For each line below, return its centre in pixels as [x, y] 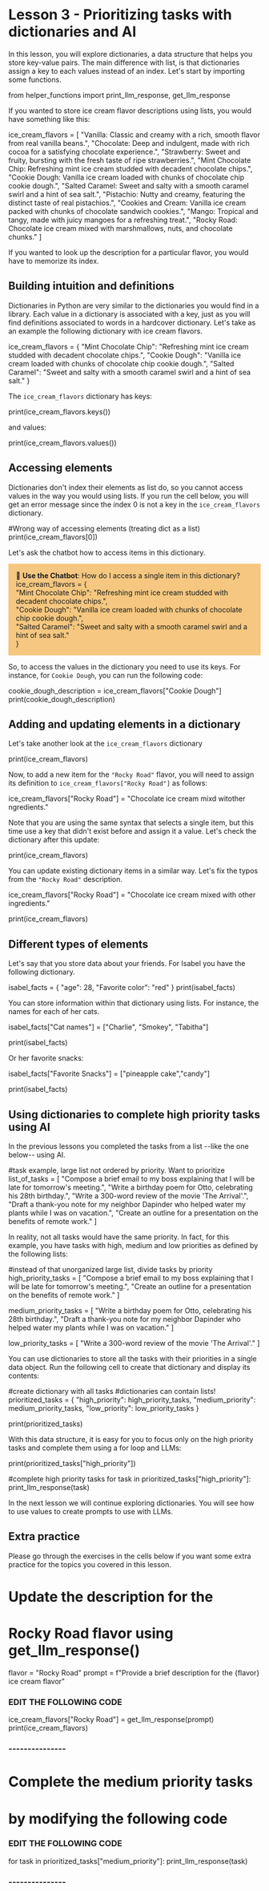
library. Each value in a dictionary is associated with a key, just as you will [129, 313]
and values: [27, 427]
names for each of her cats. [54, 1012]
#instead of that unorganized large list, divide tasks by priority [110, 1269]
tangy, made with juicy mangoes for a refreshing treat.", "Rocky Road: [123, 220]
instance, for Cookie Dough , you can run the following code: [106, 675]
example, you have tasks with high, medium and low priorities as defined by [133, 1245]
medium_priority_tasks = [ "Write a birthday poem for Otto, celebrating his [130, 1311]
